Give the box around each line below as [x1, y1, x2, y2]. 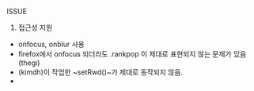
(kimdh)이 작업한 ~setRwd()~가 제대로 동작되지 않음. [17, 67, 183, 77]
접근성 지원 [17, 23, 53, 32]
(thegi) [17, 58, 40, 67]
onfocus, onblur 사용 [17, 39, 85, 49]
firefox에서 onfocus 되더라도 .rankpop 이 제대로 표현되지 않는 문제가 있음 [17, 49, 247, 58]
